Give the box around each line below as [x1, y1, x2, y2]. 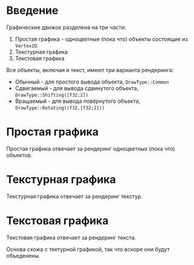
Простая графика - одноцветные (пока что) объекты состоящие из [15, 35, 189, 42]
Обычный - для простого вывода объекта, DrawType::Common [15, 78, 169, 85]
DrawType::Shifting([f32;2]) [15, 92, 89, 98]
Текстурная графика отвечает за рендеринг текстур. [6, 192, 143, 200]
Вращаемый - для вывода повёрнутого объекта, [15, 97, 141, 105]
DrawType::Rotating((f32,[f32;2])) [15, 105, 105, 111]
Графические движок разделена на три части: [6, 24, 126, 31]
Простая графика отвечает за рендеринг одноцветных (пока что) [6, 145, 175, 152]
